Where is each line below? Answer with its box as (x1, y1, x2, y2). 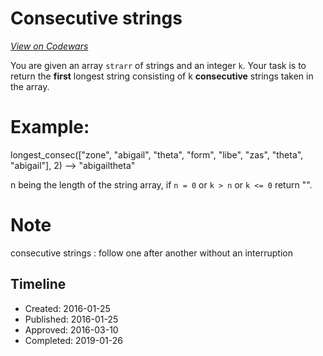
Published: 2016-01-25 (24, 313, 119, 325)
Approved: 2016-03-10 (24, 323, 119, 336)
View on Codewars (10, 40, 89, 52)
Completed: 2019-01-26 (24, 334, 123, 346)
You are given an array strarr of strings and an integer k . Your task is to (10, 59, 307, 71)
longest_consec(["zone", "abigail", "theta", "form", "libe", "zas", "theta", (10, 148, 304, 161)
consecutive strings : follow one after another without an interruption (10, 247, 293, 259)
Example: (10, 116, 90, 139)
